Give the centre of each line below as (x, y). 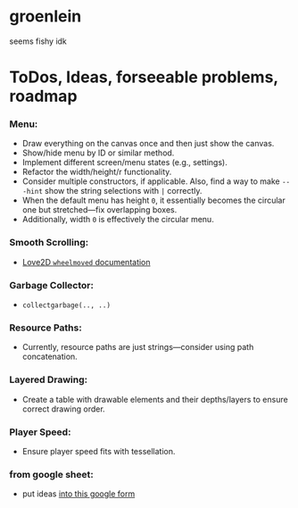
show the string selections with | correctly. (123, 191)
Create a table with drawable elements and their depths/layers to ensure (155, 399)
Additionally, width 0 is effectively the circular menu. (118, 220)
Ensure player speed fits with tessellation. (99, 451)
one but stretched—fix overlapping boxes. (99, 210)
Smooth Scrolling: (49, 243)
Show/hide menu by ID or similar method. (98, 153)
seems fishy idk (38, 41)
